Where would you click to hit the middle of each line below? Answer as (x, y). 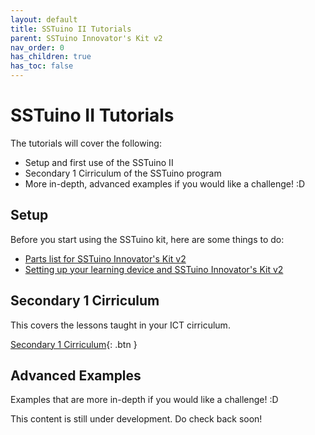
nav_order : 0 (37, 47)
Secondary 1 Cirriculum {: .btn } (74, 344)
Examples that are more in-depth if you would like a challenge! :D (144, 400)
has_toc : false (42, 66)
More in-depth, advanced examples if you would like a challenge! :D (165, 183)
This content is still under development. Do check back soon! (136, 419)
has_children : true (51, 57)
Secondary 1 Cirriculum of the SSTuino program (123, 173)
